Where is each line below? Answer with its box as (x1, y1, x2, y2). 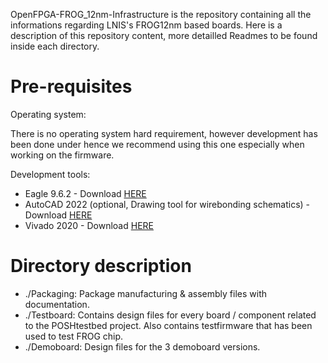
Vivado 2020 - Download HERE (24, 219, 154, 231)
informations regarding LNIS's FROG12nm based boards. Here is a (10, 19, 283, 31)
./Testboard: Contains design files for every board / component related (24, 309, 317, 321)
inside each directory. (10, 40, 100, 52)
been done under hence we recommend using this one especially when (10, 138, 305, 150)
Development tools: (10, 168, 91, 180)
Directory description (10, 255, 192, 278)
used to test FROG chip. (24, 330, 124, 342)
